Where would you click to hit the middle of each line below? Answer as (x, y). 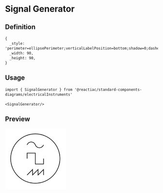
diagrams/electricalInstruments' (39, 94)
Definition (20, 27)
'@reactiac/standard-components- (108, 89)
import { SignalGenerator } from (39, 89)
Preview (18, 119)
